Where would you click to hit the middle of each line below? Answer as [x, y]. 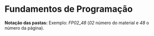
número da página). [25, 28]
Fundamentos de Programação [69, 9]
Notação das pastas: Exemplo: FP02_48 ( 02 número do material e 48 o [77, 23]
